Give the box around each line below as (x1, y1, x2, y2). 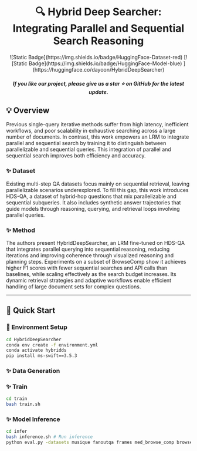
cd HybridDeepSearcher (6, 336, 62, 342)
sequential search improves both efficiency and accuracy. (6, 152, 146, 159)
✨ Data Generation (6, 367, 60, 375)
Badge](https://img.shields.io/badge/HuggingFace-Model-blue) (28, 60, 182, 67)
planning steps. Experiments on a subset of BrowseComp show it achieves (6, 258, 186, 265)
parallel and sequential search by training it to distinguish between (6, 140, 167, 147)
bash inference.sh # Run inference (6, 434, 93, 440)
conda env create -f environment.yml (6, 342, 98, 348)
